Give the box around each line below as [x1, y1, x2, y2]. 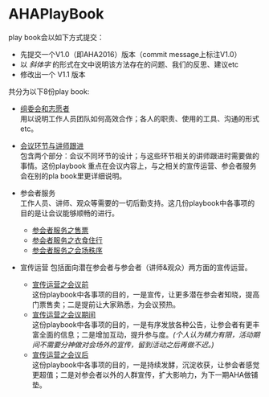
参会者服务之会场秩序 [31, 245, 103, 255]
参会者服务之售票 [31, 225, 89, 235]
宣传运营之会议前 [31, 279, 89, 289]
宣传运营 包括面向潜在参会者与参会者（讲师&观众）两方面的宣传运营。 [19, 262, 252, 272]
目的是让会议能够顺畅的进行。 [19, 208, 119, 218]
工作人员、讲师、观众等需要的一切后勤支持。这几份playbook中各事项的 [19, 198, 255, 207]
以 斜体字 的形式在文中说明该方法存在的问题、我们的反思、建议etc [19, 59, 239, 69]
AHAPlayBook [8, 5, 104, 23]
